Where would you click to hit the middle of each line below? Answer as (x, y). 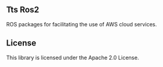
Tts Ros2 (23, 10)
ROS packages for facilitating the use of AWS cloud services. (81, 24)
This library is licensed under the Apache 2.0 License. (73, 57)
